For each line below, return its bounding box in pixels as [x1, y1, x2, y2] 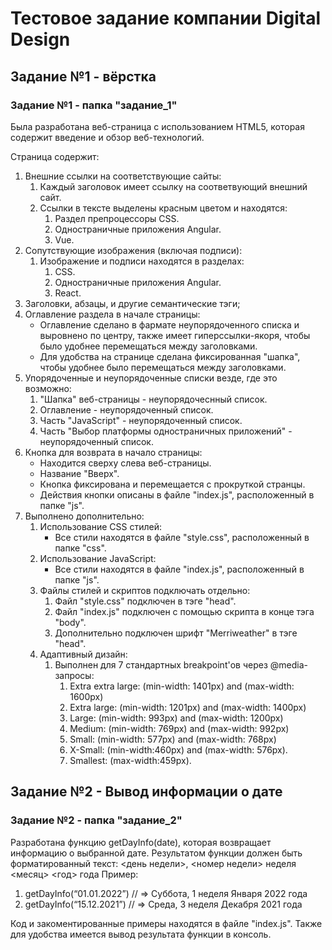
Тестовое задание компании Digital [10, 7, 321, 30]
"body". [54, 616, 87, 628]
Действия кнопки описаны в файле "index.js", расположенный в [39, 488, 315, 501]
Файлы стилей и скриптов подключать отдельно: [39, 584, 251, 596]
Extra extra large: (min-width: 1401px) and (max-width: [69, 680, 295, 692]
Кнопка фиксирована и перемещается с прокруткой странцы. [39, 478, 306, 490]
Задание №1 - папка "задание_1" [10, 98, 178, 112]
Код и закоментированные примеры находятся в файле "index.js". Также [10, 917, 323, 929]
